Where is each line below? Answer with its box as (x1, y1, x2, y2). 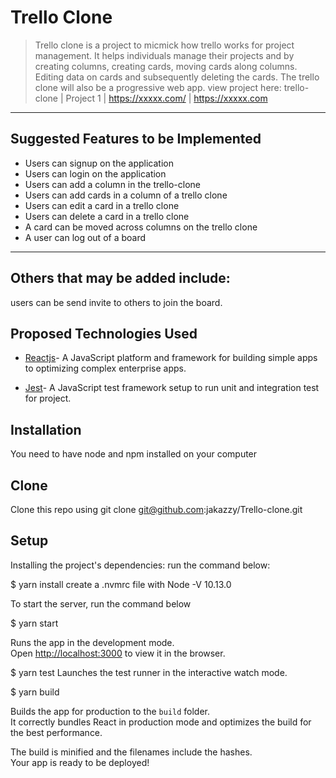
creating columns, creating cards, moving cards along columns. (34, 60, 298, 72)
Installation (10, 421, 82, 438)
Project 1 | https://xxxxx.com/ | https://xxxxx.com (65, 92, 268, 104)
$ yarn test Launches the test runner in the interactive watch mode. (10, 666, 288, 678)
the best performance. (10, 726, 103, 738)
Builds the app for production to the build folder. (10, 705, 211, 717)
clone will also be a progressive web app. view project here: (34, 81, 282, 93)
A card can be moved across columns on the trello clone (24, 221, 258, 233)
